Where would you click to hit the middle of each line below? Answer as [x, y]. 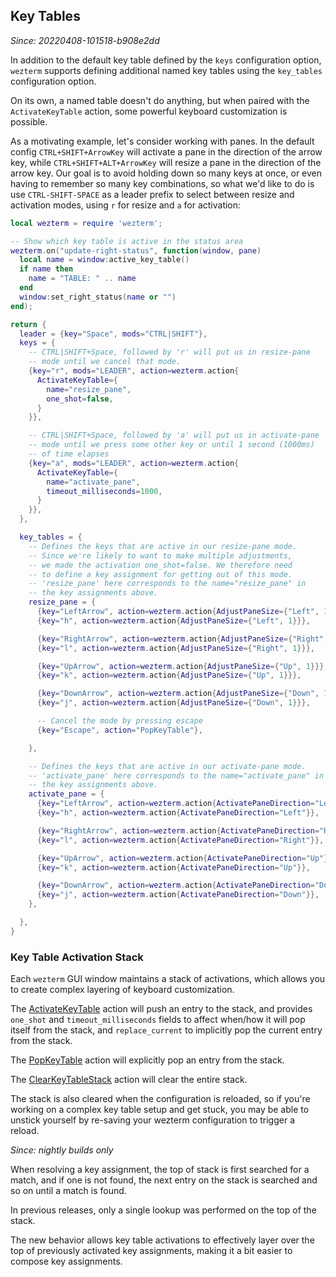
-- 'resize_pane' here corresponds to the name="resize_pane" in [167, 584]
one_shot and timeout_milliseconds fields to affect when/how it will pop [158, 1020]
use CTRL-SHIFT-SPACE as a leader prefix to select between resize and [152, 194]
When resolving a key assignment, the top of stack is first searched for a [160, 1170]
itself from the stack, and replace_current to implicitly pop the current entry [166, 1030]
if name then [46, 269]
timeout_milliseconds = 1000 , [104, 491]
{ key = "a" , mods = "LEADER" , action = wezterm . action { [134, 463]
